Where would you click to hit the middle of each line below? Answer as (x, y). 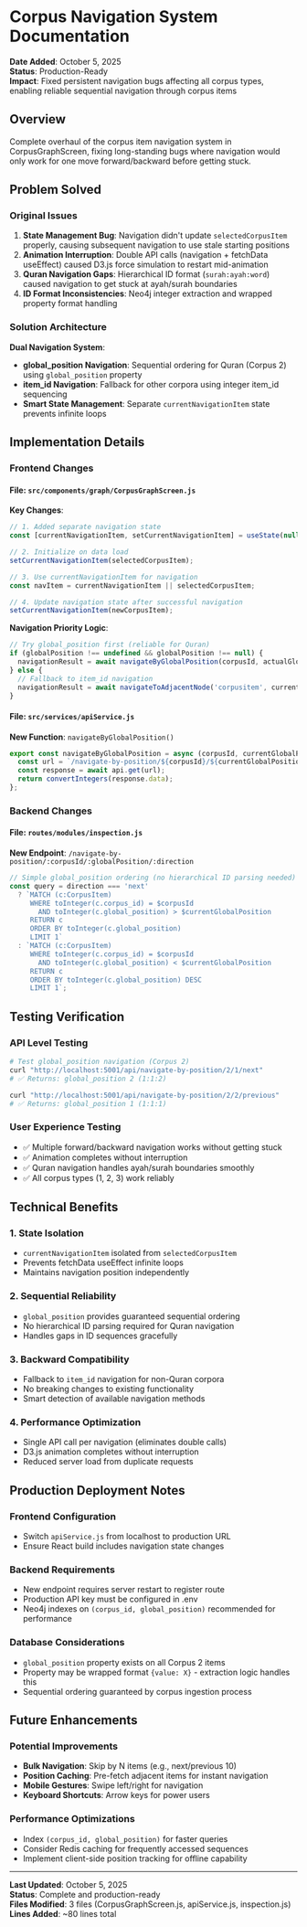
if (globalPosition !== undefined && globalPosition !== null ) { (136, 654)
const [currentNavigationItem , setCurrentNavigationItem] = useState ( (147, 536)
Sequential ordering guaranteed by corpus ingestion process (138, 1691)
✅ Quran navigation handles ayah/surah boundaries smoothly (138, 1167)
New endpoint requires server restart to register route (124, 1590)
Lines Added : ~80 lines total (63, 1913)
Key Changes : (37, 510)
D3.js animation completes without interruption (111, 1452)
